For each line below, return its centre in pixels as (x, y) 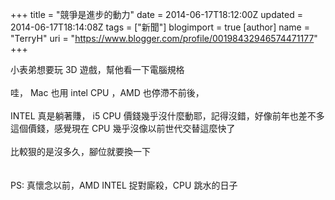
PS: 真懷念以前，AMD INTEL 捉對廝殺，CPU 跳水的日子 (124, 185)
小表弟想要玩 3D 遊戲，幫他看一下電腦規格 (97, 69)
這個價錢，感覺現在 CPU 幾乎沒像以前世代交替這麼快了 (123, 128)
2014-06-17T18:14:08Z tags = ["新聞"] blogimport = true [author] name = (160, 27)
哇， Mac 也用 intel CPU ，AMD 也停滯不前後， (107, 92)
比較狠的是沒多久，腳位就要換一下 (80, 151)
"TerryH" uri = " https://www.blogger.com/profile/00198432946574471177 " (164, 38)
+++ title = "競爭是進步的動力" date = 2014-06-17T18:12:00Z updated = (157, 14)
